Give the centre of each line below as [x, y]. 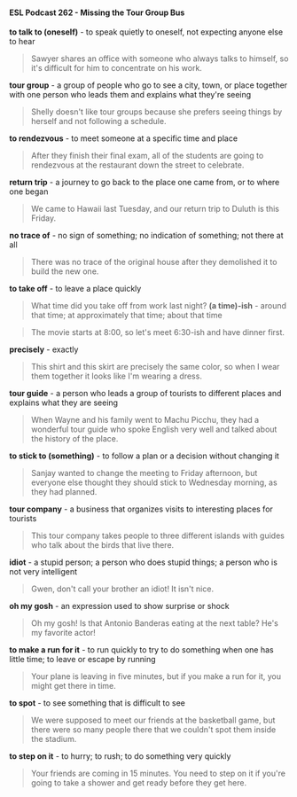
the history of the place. [74, 439]
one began [29, 191]
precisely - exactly [44, 349]
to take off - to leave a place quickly [75, 289]
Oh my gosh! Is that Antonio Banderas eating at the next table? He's [155, 623]
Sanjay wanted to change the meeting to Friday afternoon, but [144, 473]
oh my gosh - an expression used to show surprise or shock [119, 606]
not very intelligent [43, 572]
